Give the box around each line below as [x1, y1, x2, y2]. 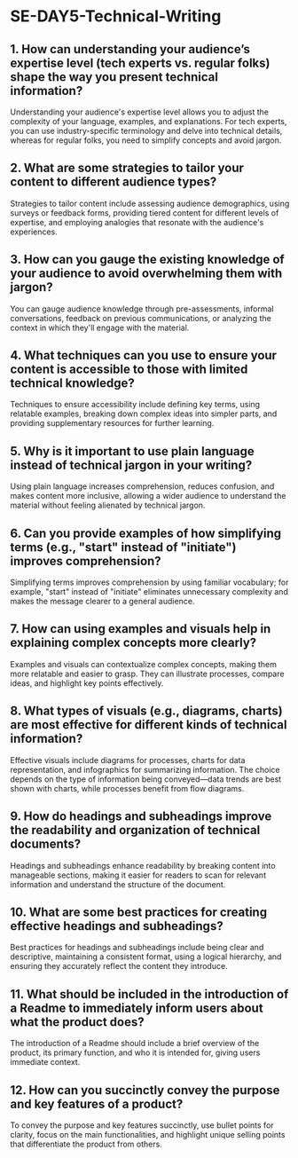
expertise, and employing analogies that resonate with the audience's [10, 217, 264, 227]
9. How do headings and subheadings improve [10, 809, 272, 824]
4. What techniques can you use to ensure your [10, 348, 278, 363]
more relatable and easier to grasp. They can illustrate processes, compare [10, 668, 285, 679]
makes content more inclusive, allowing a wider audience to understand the [10, 491, 286, 501]
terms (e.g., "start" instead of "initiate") [10, 540, 237, 555]
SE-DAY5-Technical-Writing [10, 6, 222, 27]
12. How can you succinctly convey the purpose [10, 1083, 280, 1098]
